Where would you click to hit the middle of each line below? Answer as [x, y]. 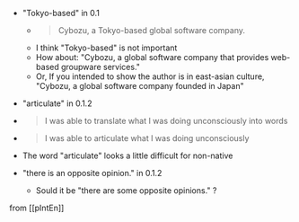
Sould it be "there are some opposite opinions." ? [126, 191]
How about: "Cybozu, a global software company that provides [152, 57]
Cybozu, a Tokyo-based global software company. [151, 30]
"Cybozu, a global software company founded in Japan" [140, 86]
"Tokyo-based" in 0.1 [61, 13]
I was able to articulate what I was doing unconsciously [147, 138]
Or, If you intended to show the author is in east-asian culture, [150, 76]
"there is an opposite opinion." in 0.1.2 [92, 173]
